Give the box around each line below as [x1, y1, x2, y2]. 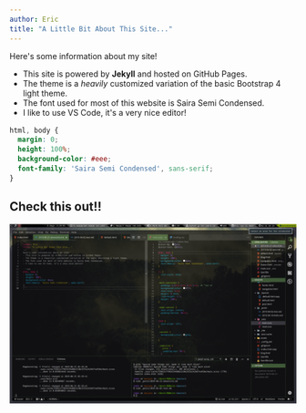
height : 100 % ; [17, 145, 71, 154]
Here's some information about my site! [9, 50, 158, 61]
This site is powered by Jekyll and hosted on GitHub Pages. [22, 68, 248, 79]
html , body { [9, 126, 59, 135]
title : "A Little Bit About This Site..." [9, 24, 173, 34]
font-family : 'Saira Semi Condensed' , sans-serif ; [17, 164, 214, 173]
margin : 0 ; [17, 135, 59, 145]
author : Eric [9, 15, 59, 24]
